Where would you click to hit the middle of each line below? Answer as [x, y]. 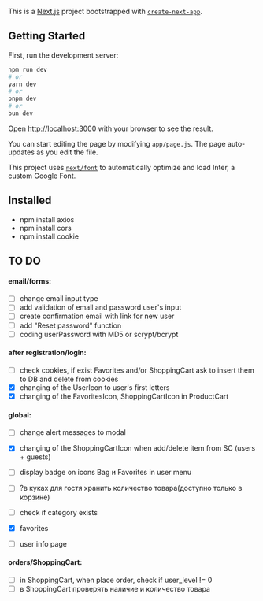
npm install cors [46, 228]
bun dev [21, 113]
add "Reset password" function [70, 325]
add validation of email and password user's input [100, 307]
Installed [30, 200]
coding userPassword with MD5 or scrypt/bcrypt [99, 334]
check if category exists [59, 512]
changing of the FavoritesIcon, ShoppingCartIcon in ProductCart [124, 396]
